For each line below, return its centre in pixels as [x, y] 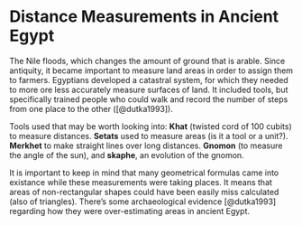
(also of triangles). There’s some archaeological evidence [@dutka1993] [143, 202]
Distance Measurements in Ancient [144, 17]
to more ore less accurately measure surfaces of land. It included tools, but [149, 89]
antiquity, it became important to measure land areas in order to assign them [151, 70]
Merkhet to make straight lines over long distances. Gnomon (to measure [146, 145]
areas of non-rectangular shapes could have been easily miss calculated [144, 192]
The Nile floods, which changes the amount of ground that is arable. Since [147, 61]
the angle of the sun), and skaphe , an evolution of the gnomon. [127, 155]
